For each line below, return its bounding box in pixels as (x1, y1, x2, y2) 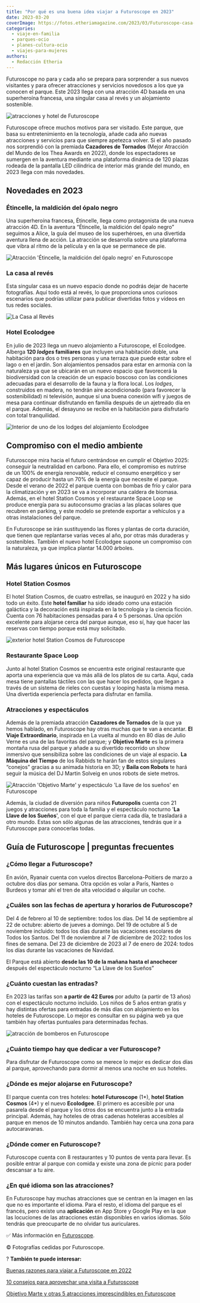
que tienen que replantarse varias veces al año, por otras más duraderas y (6, 532, 189, 539)
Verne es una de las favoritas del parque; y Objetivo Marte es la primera (6, 738, 184, 745)
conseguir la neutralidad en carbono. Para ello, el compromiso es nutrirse (6, 463, 186, 470)
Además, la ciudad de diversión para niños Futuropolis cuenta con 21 (6, 799, 177, 806)
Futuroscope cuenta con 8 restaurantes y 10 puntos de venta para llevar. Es (6, 1154, 192, 1161)
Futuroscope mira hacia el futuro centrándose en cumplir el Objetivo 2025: (6, 456, 189, 463)
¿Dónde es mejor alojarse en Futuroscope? (6, 1080, 133, 1088)
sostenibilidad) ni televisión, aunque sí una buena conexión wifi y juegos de (6, 392, 192, 399)
